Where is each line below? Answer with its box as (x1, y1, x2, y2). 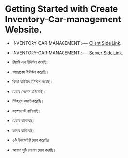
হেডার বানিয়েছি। (12, 118, 36, 123)
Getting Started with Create (5, 3, 118, 15)
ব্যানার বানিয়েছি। (12, 127, 36, 133)
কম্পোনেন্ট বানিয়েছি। (12, 108, 42, 114)
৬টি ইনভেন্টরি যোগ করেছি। (12, 137, 51, 143)
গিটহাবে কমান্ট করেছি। (12, 98, 44, 104)
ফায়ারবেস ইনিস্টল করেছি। (12, 69, 49, 75)
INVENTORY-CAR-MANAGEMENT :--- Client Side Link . (12, 40, 122, 46)
